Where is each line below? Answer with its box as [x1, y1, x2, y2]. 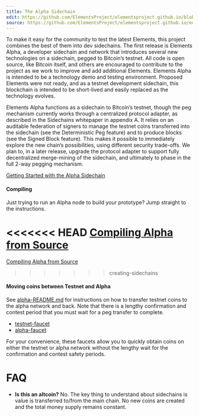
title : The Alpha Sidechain [6, 8, 76, 15]
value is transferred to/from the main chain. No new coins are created [14, 397, 185, 404]
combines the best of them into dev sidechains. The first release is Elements [6, 42, 192, 49]
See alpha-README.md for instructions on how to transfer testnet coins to [6, 296, 188, 303]
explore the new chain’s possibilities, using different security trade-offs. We [6, 141, 191, 149]
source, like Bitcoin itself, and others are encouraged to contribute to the [6, 61, 183, 68]
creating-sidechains [109, 269, 158, 276]
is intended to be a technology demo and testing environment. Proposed [6, 73, 183, 80]
